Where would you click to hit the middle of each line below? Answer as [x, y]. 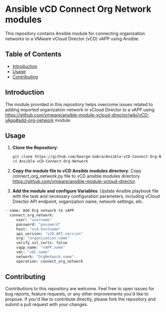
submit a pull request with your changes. [47, 305]
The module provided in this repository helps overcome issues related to [79, 104]
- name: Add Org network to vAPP [40, 211]
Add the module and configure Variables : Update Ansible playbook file [85, 191]
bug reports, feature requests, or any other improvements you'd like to [77, 294]
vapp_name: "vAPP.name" [41, 248]
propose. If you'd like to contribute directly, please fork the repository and [81, 299]
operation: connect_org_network [50, 261]
